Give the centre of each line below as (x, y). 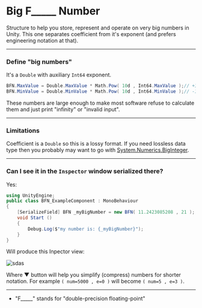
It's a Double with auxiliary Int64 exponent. (59, 75)
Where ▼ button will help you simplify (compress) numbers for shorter (94, 275)
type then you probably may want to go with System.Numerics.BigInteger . (98, 150)
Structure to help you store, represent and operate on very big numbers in (98, 28)
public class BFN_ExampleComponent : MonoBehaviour (72, 201)
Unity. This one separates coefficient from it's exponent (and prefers (91, 34)
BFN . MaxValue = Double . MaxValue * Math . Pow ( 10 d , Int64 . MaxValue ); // (98, 86)
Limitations (23, 131)
